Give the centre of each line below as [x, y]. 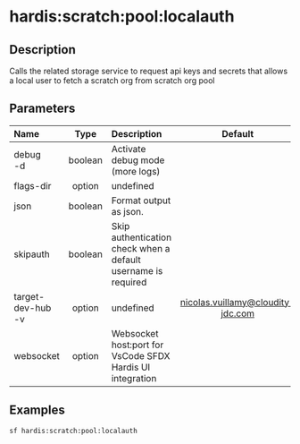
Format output [141, 201]
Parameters [42, 109]
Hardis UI [131, 367]
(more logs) [136, 171]
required [129, 282]
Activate [129, 149]
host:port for [137, 345]
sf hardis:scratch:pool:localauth [74, 431]
